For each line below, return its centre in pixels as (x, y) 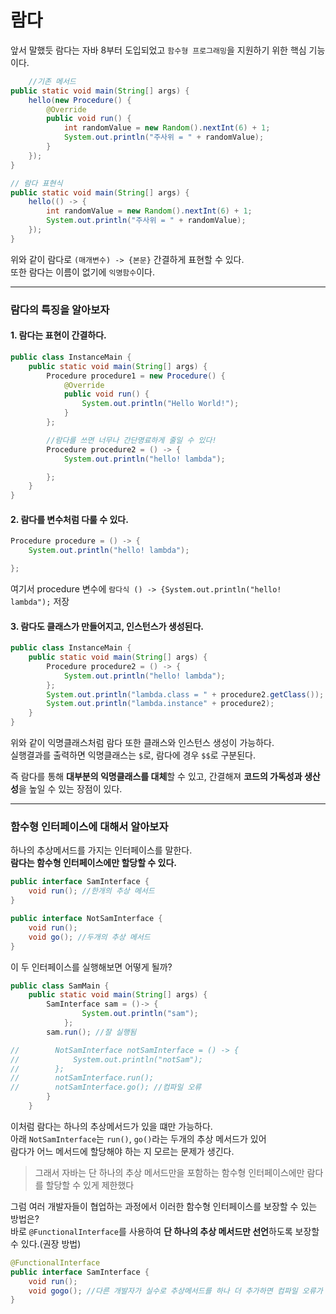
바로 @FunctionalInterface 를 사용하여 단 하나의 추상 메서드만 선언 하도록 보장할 (165, 1231)
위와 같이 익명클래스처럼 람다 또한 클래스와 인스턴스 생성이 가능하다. (142, 743)
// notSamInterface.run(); (82, 1078)
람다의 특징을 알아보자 (60, 309)
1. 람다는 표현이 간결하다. (58, 335)
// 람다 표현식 (36, 183)
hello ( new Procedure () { (80, 100)
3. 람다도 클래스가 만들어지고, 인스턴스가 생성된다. (107, 626)
